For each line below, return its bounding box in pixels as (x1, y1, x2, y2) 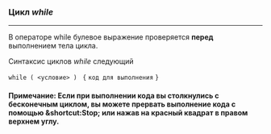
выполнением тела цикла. (8, 41, 98, 51)
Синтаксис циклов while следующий (8, 57, 135, 66)
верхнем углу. (8, 116, 60, 126)
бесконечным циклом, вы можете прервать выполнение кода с (8, 99, 236, 109)
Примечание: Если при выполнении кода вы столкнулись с (8, 90, 219, 100)
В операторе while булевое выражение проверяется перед (8, 32, 214, 42)
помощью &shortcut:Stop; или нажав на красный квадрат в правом (8, 107, 248, 117)
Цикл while (8, 6, 54, 18)
